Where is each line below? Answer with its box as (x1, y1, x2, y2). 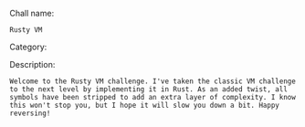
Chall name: (9, 8, 55, 18)
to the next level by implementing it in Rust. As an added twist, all (9, 85, 288, 94)
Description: (9, 59, 56, 69)
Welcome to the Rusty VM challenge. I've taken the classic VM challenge (9, 77, 297, 86)
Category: (9, 41, 47, 52)
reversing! (9, 109, 51, 118)
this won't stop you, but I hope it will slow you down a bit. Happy (9, 101, 280, 110)
